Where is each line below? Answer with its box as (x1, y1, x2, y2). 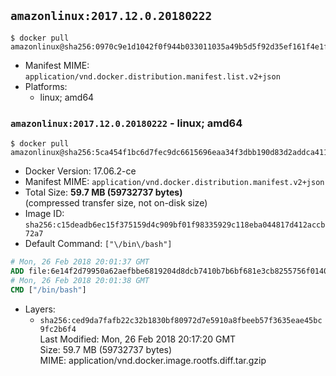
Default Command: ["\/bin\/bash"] (24, 238, 173, 250)
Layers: (24, 303, 56, 315)
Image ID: (24, 208, 65, 220)
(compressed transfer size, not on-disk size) (24, 197, 208, 209)
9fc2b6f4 (39, 324, 77, 334)
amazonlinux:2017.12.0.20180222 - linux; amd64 (10, 116, 243, 130)
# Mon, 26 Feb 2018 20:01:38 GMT (10, 275, 150, 285)
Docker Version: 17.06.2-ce (24, 165, 137, 177)
